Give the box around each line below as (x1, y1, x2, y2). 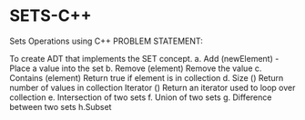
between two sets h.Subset (9, 101, 112, 112)
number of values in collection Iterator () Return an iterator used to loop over (9, 82, 296, 93)
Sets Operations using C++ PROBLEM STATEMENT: (9, 35, 203, 46)
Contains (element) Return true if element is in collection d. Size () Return (9, 72, 284, 83)
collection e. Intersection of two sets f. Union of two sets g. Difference (9, 92, 272, 103)
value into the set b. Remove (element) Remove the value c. (39, 63, 262, 74)
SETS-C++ (9, 5, 93, 26)
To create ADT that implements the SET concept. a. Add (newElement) (9, 53, 273, 64)
